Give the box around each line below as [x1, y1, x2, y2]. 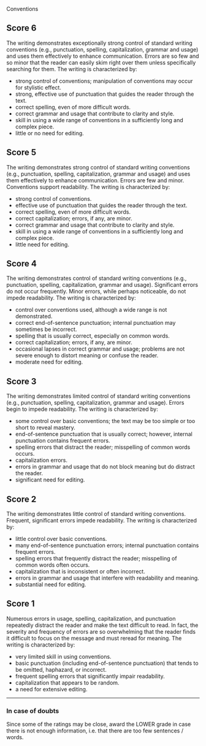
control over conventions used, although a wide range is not [15, 306, 167, 314]
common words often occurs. [15, 561, 90, 569]
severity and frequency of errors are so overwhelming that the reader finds [6, 627, 196, 635]
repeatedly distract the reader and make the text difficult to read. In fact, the [6, 621, 199, 629]
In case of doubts [6, 706, 59, 715]
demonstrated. [15, 313, 53, 320]
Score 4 [6, 258, 37, 269]
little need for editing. [15, 241, 69, 248]
